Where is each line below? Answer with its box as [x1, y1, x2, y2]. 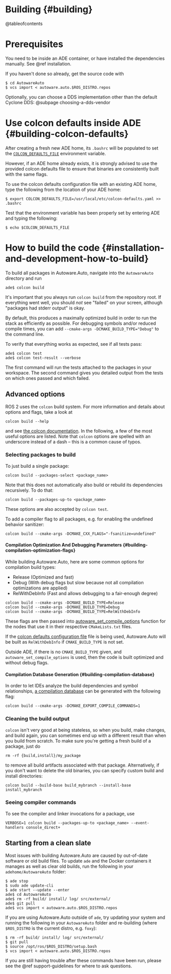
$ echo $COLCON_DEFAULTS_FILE [5, 225, 70, 230]
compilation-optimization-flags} [5, 548, 76, 554]
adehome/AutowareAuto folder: [5, 868, 66, 874]
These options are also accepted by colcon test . [5, 506, 109, 512]
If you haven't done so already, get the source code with [5, 70, 124, 77]
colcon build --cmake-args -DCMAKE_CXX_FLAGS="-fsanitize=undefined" [5, 531, 157, 536]
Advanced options [5, 390, 65, 399]
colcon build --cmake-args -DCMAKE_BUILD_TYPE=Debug [5, 605, 120, 610]
